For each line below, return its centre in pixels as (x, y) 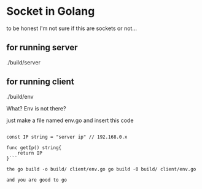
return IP (30, 153)
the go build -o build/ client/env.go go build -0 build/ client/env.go (101, 169)
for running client (41, 82)
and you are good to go (37, 180)
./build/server (24, 62)
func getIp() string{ (34, 148)
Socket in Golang (51, 11)
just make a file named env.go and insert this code (70, 120)
